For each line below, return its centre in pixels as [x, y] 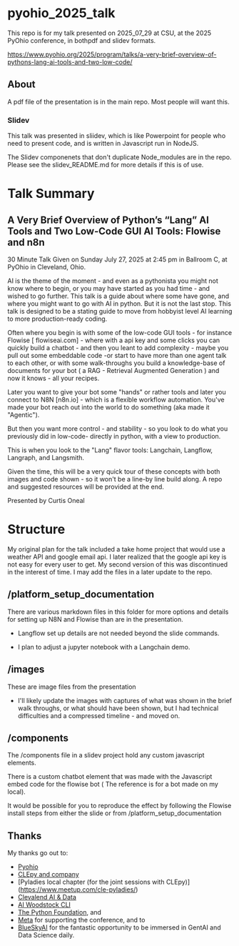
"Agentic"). [24, 415]
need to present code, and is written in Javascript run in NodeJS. [103, 144]
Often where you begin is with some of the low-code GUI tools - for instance [120, 333]
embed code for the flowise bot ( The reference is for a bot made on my [113, 785]
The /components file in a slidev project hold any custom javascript [106, 755]
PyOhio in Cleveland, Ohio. [47, 267]
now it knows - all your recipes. [54, 378]
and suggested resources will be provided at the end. [86, 487]
